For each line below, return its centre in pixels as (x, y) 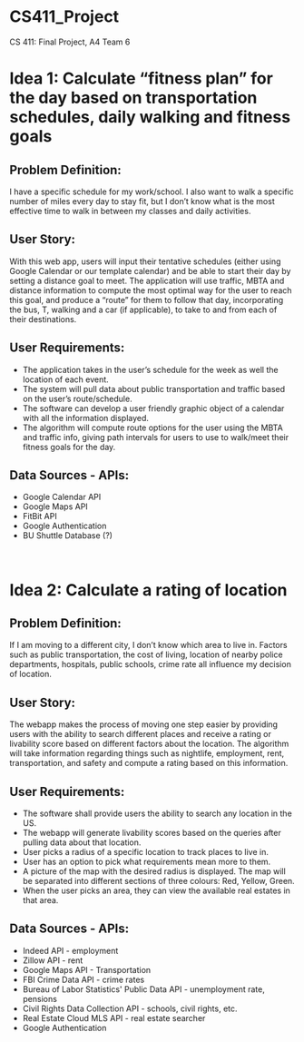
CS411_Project (64, 17)
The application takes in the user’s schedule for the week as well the (150, 369)
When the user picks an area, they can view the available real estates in (156, 890)
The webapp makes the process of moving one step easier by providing (144, 724)
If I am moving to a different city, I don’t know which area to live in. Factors (148, 645)
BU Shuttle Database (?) (68, 536)
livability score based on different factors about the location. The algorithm (149, 744)
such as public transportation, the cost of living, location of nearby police (146, 654)
